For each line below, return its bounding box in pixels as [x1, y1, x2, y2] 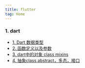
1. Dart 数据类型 [12, 39, 44, 45]
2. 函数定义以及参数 [12, 45, 52, 51]
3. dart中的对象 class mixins [12, 51, 68, 57]
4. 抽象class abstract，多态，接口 [12, 57, 80, 63]
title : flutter [5, 7, 36, 12]
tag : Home [5, 12, 25, 17]
